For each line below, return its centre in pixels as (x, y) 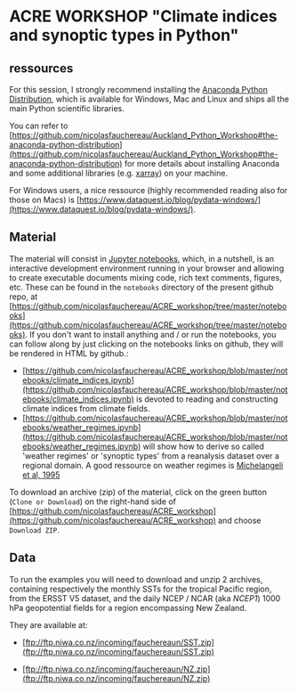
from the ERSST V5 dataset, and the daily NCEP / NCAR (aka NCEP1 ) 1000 (145, 598)
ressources (41, 68)
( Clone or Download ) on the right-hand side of (93, 501)
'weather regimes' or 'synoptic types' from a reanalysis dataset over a (151, 455)
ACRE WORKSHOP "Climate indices (143, 16)
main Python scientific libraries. (67, 108)
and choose (239, 520)
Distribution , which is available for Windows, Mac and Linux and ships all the (149, 99)
